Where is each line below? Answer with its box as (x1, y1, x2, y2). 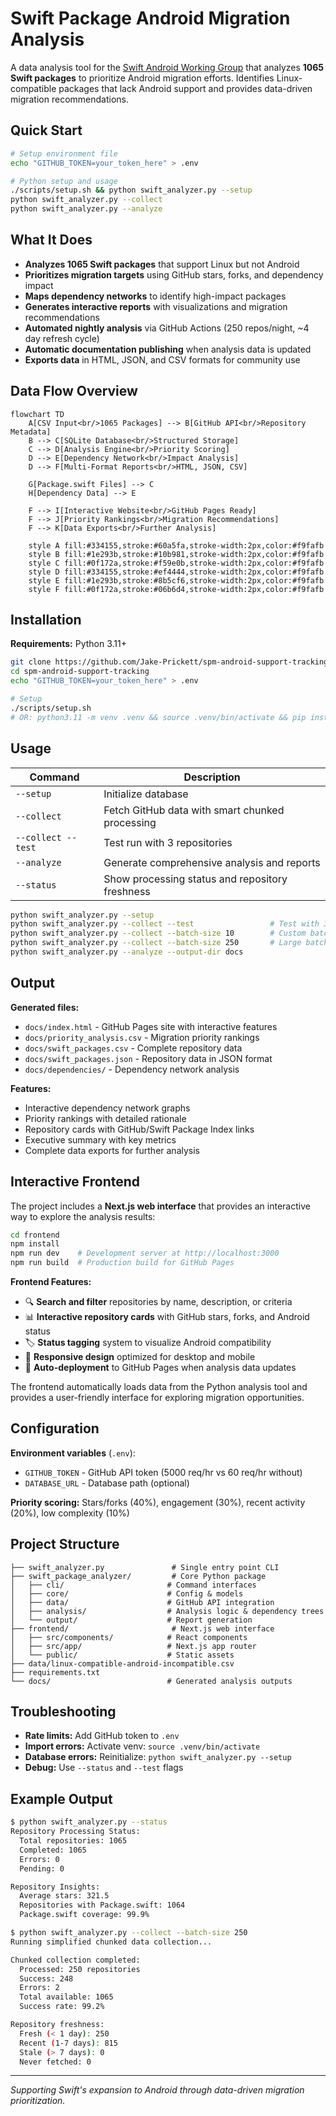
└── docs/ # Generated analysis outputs (10, 1676, 293, 1686)
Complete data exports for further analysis (24, 1144, 200, 1156)
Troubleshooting (10, 1703, 117, 1721)
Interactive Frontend (10, 1173, 141, 1191)
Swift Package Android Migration (10, 7, 291, 30)
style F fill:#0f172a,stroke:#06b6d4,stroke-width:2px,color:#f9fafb (28, 584, 325, 594)
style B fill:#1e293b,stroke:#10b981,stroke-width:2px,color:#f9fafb (28, 549, 325, 559)
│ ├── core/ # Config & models (10, 1588, 244, 1599)
